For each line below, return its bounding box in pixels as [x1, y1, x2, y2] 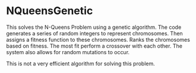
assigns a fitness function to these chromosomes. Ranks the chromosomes [6, 36, 190, 43]
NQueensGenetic [6, 4, 93, 18]
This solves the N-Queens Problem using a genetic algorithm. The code [6, 24, 182, 31]
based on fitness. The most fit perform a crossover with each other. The [6, 42, 183, 49]
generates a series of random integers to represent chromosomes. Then [6, 29, 183, 36]
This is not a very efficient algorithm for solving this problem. [6, 60, 156, 67]
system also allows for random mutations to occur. [6, 48, 129, 55]
